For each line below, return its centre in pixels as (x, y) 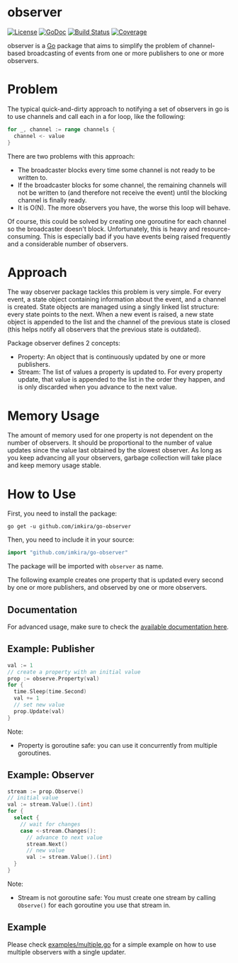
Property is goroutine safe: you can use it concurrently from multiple (117, 745)
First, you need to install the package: (62, 513)
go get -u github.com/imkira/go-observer (69, 527)
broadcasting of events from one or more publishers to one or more (126, 53)
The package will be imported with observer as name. (86, 566)
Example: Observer (51, 775)
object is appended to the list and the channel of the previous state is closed (119, 322)
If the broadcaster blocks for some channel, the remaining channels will (122, 185)
